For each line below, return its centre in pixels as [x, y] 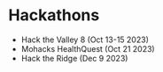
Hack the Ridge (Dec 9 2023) [74, 58]
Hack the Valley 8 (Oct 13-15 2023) [85, 40]
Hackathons [54, 15]
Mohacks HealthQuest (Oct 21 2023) [88, 48]
